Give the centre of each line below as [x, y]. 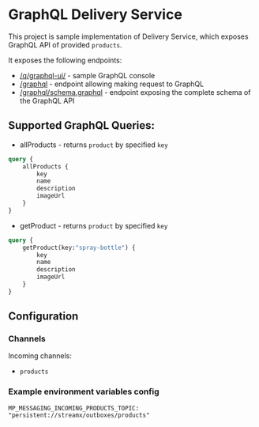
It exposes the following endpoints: [65, 60]
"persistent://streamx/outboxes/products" [79, 415]
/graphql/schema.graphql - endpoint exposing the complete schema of [135, 92]
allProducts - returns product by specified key [94, 145]
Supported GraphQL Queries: [82, 125]
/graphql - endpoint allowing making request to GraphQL [112, 84]
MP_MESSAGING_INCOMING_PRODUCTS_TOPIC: [74, 408]
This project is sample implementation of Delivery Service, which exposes [128, 36]
